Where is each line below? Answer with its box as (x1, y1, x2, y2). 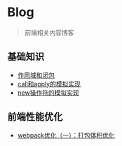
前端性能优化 (7, 111, 63, 123)
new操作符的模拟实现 (17, 88, 79, 97)
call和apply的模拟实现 (17, 79, 81, 88)
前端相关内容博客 (24, 28, 74, 36)
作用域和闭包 (17, 71, 55, 79)
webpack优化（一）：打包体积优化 (17, 131, 115, 139)
